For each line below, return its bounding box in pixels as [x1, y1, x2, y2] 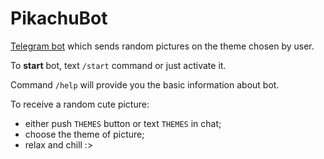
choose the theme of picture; [24, 128, 145, 140]
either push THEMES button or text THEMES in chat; [24, 117, 222, 129]
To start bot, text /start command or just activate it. [10, 59, 227, 71]
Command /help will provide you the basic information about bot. [10, 78, 280, 91]
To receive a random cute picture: [10, 98, 150, 110]
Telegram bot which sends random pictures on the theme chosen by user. [10, 40, 315, 52]
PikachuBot [10, 7, 108, 30]
